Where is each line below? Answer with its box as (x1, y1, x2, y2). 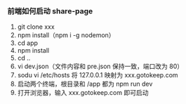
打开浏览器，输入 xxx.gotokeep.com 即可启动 (17, 89, 149, 97)
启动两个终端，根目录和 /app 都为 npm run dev (17, 79, 153, 89)
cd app (17, 39, 39, 47)
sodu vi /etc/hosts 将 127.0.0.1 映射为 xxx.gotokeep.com (17, 71, 178, 79)
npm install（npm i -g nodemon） (17, 31, 115, 39)
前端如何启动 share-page (7, 6, 93, 15)
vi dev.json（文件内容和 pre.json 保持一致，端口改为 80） (17, 62, 184, 71)
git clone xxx (17, 22, 55, 31)
